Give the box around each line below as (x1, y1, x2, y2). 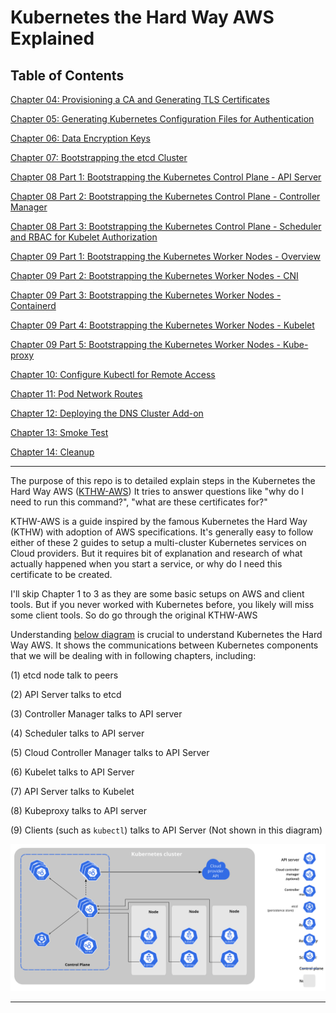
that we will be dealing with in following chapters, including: (10, 650, 257, 661)
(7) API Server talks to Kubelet (10, 786, 135, 797)
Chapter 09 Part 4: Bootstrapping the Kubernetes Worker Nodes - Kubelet (10, 319, 315, 331)
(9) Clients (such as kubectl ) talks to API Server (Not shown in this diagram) (10, 824, 323, 836)
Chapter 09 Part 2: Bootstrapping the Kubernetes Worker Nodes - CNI (10, 270, 299, 281)
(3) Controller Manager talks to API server (10, 708, 183, 720)
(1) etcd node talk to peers (10, 669, 119, 681)
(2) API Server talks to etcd (10, 689, 122, 700)
